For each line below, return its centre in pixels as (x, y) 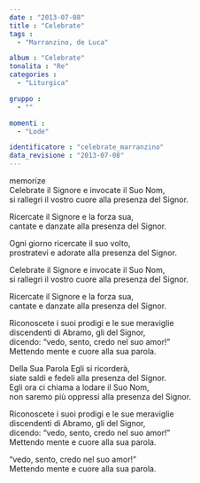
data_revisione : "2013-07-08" (67, 156)
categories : (33, 75)
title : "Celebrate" (47, 26)
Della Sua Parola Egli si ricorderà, (69, 368)
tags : (21, 34)
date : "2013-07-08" (47, 17)
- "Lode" (33, 131)
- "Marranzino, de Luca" (63, 42)
